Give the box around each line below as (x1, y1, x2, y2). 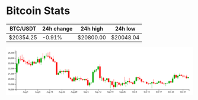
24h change (42, 25, 73, 32)
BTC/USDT (9, 25, 37, 32)
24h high (80, 25, 104, 32)
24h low (114, 25, 136, 32)
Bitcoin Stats (6, 4, 71, 18)
